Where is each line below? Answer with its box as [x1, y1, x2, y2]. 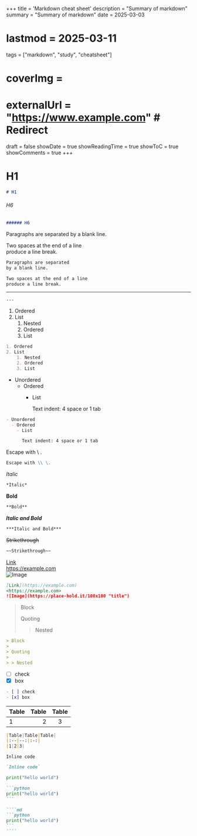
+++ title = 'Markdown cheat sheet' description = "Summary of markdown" [6, 5, 188, 12]
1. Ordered [6, 343, 33, 350]
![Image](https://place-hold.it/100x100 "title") [6, 593, 130, 599]
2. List [6, 349, 25, 355]
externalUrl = [6, 99, 72, 112]
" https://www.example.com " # [6, 111, 161, 124]
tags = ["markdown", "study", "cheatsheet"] [6, 51, 113, 58]
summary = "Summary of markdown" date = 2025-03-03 [6, 11, 145, 18]
